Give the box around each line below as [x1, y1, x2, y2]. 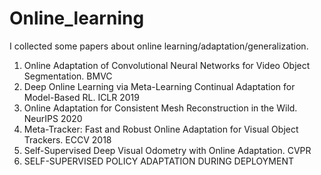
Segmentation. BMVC [23, 70, 113, 82]
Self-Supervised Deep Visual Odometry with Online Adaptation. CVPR [23, 144, 312, 156]
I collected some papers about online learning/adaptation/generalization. [9, 40, 309, 52]
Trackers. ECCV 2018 [23, 133, 112, 146]
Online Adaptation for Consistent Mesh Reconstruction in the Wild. [23, 102, 298, 114]
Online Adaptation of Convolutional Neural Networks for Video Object [23, 59, 311, 71]
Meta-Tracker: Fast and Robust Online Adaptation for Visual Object [23, 123, 299, 135]
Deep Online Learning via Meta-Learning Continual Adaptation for [23, 80, 296, 92]
